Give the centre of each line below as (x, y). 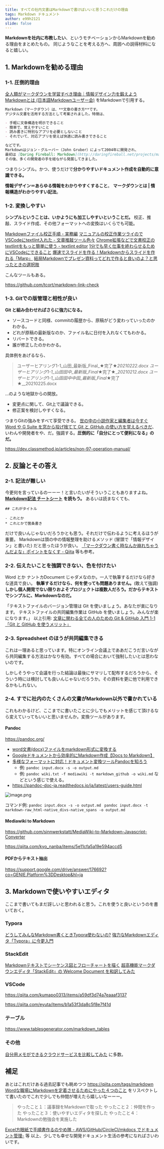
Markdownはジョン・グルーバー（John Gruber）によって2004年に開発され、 (72, 150)
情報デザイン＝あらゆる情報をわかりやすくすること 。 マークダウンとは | (77, 186)
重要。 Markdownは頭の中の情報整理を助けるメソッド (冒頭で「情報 (73, 539)
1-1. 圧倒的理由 (22, 82)
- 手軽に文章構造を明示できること (35, 123)
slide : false (18, 23)
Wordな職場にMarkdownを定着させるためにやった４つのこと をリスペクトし (81, 1090)
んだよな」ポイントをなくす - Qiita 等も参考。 (51, 551)
